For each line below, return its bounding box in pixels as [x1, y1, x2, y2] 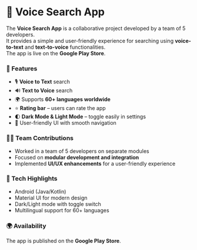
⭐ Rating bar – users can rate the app [14, 105, 106, 112]
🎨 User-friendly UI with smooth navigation [14, 119, 116, 126]
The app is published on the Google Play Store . [6, 238, 122, 245]
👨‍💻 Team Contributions [6, 134, 74, 142]
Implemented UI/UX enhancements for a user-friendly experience [14, 160, 176, 167]
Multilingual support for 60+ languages [14, 206, 110, 214]
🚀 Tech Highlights [6, 175, 58, 183]
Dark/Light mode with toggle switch [14, 200, 102, 208]
